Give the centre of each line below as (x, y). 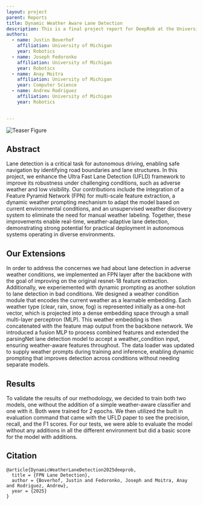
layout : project (27, 12)
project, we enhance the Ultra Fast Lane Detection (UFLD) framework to (96, 177)
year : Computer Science (47, 85)
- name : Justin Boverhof (43, 40)
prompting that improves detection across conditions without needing (93, 358)
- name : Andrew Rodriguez (44, 91)
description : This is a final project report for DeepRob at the (90, 29)
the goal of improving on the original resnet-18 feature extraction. (88, 281)
